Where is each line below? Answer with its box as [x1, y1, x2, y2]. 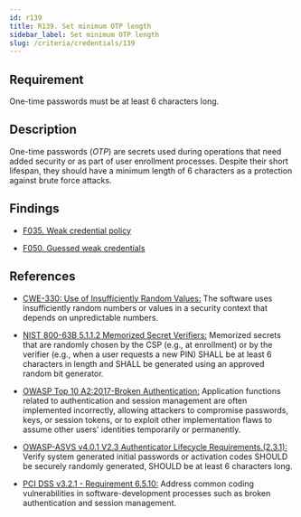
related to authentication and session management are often [22, 395, 248, 406]
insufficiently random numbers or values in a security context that [22, 302, 268, 313]
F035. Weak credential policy [22, 225, 132, 236]
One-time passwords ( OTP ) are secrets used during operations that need [9, 146, 282, 156]
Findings [9, 201, 61, 217]
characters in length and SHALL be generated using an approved [22, 358, 265, 369]
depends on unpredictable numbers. [22, 312, 159, 323]
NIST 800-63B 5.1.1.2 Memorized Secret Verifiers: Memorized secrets [22, 329, 282, 340]
